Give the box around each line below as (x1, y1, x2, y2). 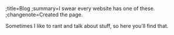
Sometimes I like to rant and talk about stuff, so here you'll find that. (5, 23, 169, 29)
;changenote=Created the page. (5, 11, 83, 18)
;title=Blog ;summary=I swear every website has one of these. (5, 5, 155, 12)
